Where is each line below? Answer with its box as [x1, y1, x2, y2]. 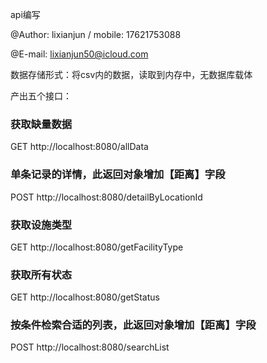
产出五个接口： [10, 90, 72, 102]
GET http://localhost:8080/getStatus [10, 291, 160, 303]
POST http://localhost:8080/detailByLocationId [10, 191, 203, 203]
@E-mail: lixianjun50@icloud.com [10, 48, 149, 60]
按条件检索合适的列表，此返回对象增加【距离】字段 [10, 318, 257, 332]
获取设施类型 [10, 218, 73, 232]
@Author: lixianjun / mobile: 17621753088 [10, 29, 182, 40]
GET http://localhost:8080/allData [10, 141, 149, 153]
